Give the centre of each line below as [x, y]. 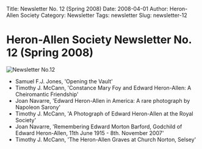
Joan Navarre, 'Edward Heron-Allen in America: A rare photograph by [103, 100]
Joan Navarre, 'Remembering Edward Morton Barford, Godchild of [99, 126]
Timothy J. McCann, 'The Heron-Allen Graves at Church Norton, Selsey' [106, 139]
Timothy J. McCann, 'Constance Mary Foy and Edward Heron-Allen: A [103, 88]
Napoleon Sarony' [38, 107]
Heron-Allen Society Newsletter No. [99, 40]
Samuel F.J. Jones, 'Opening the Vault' [64, 81]
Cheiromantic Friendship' [47, 94]
